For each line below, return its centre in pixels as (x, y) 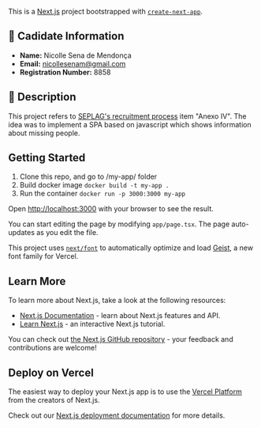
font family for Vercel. (43, 256)
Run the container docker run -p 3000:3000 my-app (103, 194)
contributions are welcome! (52, 348)
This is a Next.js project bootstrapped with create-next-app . (106, 11)
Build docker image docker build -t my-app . (94, 185)
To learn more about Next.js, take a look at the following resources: (117, 301)
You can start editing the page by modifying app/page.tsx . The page (119, 224)
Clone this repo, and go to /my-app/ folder (88, 176)
